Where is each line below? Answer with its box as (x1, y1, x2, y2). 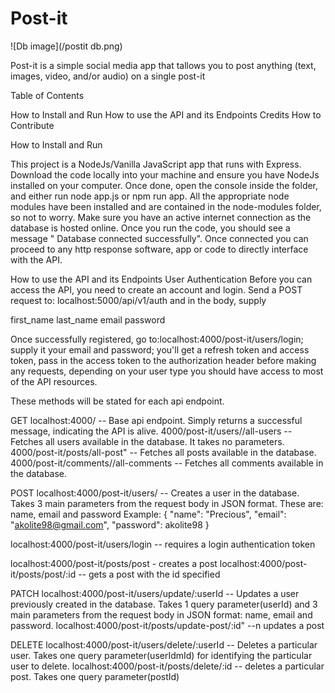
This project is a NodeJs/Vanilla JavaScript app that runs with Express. (10, 158, 302, 170)
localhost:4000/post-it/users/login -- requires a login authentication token (10, 538, 316, 550)
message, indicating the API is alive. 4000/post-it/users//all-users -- (10, 425, 293, 437)
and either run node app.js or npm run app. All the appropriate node (10, 190, 290, 202)
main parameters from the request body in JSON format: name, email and (10, 608, 313, 621)
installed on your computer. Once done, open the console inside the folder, (10, 179, 319, 191)
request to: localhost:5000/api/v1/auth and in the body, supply (10, 294, 267, 306)
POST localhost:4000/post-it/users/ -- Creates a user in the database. (10, 487, 300, 499)
